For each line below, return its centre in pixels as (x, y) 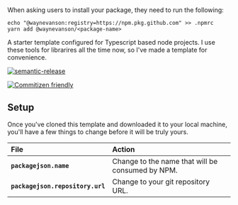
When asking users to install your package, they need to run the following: (116, 10)
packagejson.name (40, 166)
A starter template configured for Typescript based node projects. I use (112, 43)
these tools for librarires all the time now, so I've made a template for (107, 50)
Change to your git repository (161, 182)
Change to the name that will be (165, 161)
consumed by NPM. (145, 170)
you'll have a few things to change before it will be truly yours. (98, 132)
